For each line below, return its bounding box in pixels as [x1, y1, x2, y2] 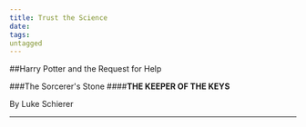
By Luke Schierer [9, 99, 74, 110]
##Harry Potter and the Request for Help [9, 63, 162, 74]
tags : [9, 30, 30, 39]
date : [9, 22, 30, 31]
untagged [9, 38, 43, 48]
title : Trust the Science [9, 13, 107, 23]
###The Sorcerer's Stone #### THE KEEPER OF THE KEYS [9, 81, 230, 92]
